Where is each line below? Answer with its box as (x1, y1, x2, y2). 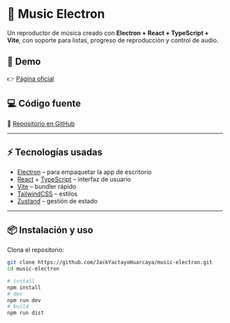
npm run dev (7, 297, 41, 304)
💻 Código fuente (7, 98, 81, 109)
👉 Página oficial (7, 75, 55, 83)
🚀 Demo (7, 56, 41, 68)
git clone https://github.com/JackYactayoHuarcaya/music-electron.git (7, 259, 213, 266)
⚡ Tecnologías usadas (7, 146, 103, 158)
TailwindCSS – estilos (16, 190, 77, 198)
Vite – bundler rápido (16, 183, 77, 191)
